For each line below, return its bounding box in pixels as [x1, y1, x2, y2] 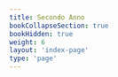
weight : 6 [9, 37, 46, 47]
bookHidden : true [9, 29, 74, 38]
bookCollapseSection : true [9, 21, 109, 30]
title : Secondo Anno [9, 12, 86, 22]
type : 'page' [9, 54, 58, 63]
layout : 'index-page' [9, 46, 90, 55]
